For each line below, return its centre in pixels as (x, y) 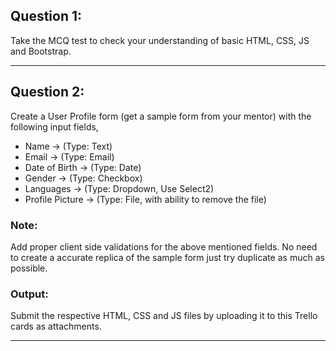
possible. (29, 268)
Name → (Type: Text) (68, 146)
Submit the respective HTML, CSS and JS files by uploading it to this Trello (164, 316)
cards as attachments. (56, 326)
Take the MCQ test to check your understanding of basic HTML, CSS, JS (160, 40)
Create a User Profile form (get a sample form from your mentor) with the (161, 116)
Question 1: (46, 16)
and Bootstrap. (41, 51)
